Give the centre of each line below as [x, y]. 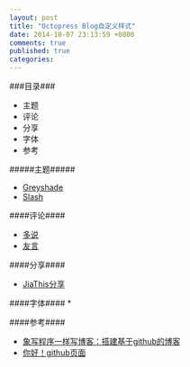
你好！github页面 [54, 353]
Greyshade [43, 187]
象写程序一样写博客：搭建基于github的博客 [101, 341]
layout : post [34, 18]
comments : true [38, 43]
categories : [32, 59]
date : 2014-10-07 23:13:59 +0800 [72, 34]
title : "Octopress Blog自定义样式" [73, 26]
